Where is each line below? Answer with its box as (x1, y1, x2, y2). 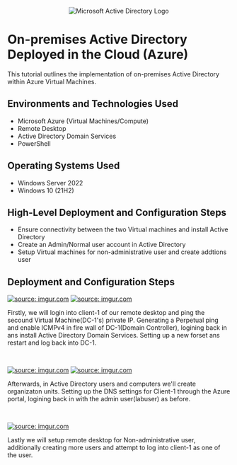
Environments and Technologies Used (7, 98, 179, 110)
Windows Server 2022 (17, 178, 83, 187)
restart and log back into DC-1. (7, 338, 97, 347)
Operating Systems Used (7, 160, 120, 172)
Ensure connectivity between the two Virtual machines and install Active (17, 225, 229, 234)
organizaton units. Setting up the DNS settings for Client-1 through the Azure (7, 387, 231, 396)
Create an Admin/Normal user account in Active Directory (17, 241, 186, 249)
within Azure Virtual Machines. (7, 77, 97, 86)
